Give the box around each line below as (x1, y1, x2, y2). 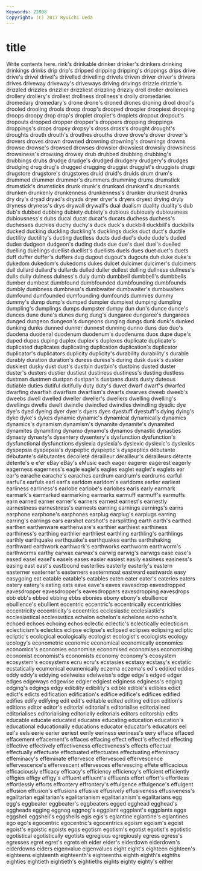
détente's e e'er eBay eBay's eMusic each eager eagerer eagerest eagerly (6, 459, 191, 467)
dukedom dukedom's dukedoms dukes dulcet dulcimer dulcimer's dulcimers (6, 260, 197, 267)
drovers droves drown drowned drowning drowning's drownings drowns (6, 137, 186, 145)
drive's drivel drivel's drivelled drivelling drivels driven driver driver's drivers (6, 73, 195, 81)
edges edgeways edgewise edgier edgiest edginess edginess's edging (6, 678, 183, 685)
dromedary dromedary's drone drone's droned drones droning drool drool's (6, 99, 195, 107)
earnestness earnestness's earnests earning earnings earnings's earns (6, 504, 184, 511)
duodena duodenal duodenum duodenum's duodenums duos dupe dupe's (6, 330, 191, 338)
